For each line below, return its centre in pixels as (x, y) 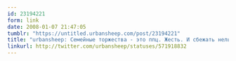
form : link (23, 20)
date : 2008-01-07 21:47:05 (47, 27)
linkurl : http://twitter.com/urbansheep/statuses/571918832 (97, 46)
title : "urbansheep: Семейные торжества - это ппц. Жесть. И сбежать (111, 40)
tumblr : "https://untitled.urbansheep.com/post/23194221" (94, 33)
